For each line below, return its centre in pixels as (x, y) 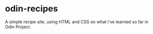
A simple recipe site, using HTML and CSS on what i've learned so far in (77, 22)
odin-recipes (31, 9)
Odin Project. (18, 26)
